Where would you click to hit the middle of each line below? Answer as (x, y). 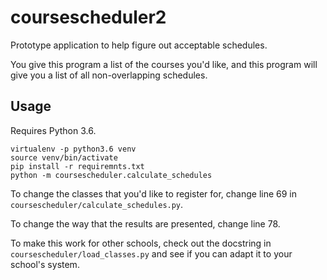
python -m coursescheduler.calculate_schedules (111, 175)
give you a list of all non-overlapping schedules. (109, 75)
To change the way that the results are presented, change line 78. (145, 223)
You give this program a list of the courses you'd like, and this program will (164, 64)
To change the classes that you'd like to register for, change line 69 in (154, 193)
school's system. (45, 264)
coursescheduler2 (88, 17)
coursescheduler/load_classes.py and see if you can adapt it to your (151, 253)
